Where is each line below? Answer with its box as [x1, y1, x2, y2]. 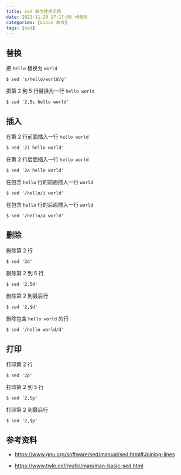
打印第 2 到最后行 [6, 406, 49, 413]
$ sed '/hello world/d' [6, 326, 64, 333]
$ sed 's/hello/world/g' [6, 77, 67, 83]
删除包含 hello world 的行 [6, 315, 69, 322]
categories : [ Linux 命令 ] [6, 19, 68, 25]
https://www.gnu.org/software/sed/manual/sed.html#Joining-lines [14, 451, 175, 458]
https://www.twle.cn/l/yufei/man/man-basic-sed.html [14, 462, 144, 469]
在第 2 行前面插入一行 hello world [6, 133, 89, 140]
